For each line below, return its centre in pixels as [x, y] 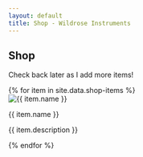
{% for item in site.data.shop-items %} [72, 91]
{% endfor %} [31, 146]
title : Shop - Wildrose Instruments [69, 23]
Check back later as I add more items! [71, 75]
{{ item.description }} [43, 130]
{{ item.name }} [34, 115]
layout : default [35, 16]
